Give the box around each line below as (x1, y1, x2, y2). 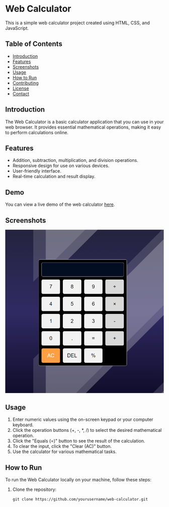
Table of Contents (5, 40, 63, 48)
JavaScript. (5, 25, 29, 31)
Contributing (12, 80, 39, 86)
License (12, 85, 29, 91)
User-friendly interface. (12, 168, 61, 174)
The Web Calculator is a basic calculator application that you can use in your (5, 119, 164, 125)
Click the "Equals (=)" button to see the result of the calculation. (12, 438, 145, 444)
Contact (12, 90, 29, 96)
